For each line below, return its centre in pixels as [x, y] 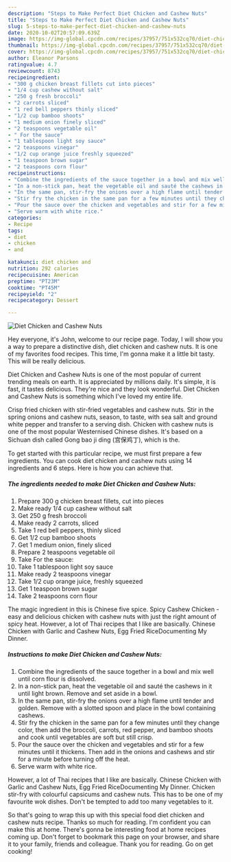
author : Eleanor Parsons [43, 58]
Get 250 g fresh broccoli [52, 516]
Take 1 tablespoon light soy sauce [65, 567]
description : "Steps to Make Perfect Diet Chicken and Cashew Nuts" [108, 13]
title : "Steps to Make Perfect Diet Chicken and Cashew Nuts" [98, 20]
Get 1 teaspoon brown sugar [58, 589]
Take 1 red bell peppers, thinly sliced [69, 530]
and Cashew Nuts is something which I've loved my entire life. [96, 396]
